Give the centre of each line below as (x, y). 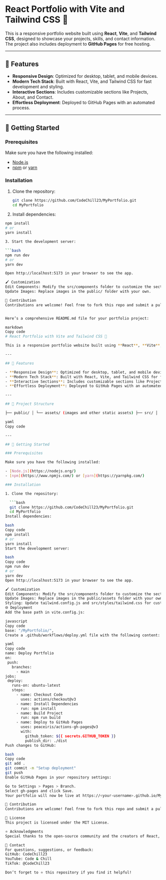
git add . (15, 764)
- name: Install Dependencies (47, 704)
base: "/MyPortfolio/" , (30, 630)
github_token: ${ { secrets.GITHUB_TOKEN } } (70, 736)
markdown (14, 327)
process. (21, 108)
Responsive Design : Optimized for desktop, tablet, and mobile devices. (85, 76)
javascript (16, 621)
